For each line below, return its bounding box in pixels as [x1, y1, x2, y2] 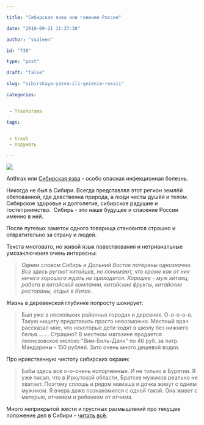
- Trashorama [9, 108, 43, 114]
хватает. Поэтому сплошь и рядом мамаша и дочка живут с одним [21, 380, 197, 388]
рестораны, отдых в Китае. [21, 287, 93, 295]
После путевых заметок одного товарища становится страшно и [6, 225, 176, 232]
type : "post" [6, 59, 40, 65]
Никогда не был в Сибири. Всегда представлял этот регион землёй [6, 187, 183, 194]
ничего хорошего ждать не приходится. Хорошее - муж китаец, [21, 274, 189, 282]
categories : [6, 92, 37, 98]
